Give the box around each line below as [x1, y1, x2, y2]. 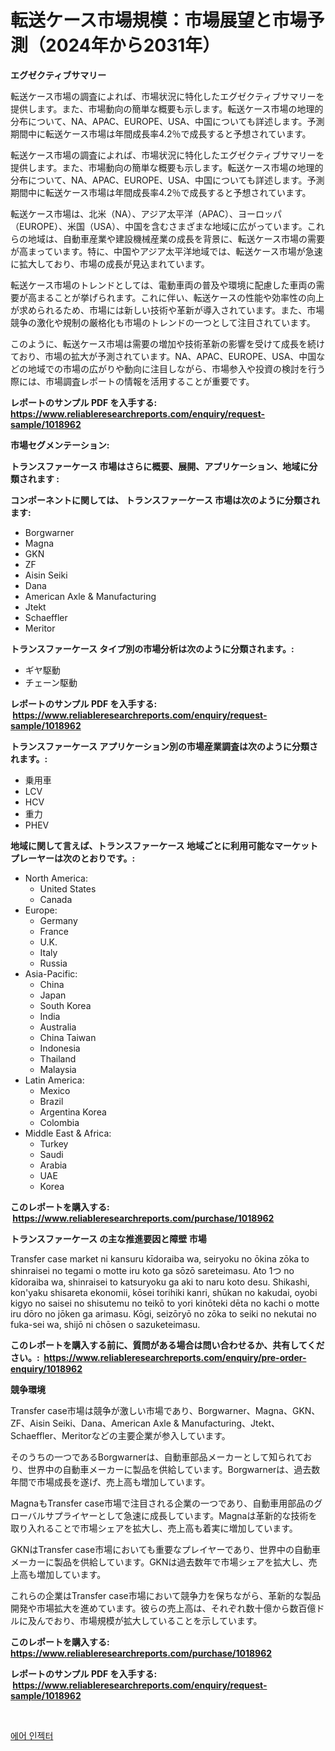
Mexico [39, 1084, 71, 1096]
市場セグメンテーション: [10, 439, 110, 451]
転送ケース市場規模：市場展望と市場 [10, 9, 308, 32]
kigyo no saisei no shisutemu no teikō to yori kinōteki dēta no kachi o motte [10, 1297, 320, 1309]
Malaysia [39, 1063, 77, 1075]
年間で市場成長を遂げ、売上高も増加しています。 [10, 1476, 211, 1488]
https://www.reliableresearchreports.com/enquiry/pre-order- [43, 1351, 307, 1363]
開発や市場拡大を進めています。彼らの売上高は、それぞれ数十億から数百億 [10, 1602, 317, 1614]
